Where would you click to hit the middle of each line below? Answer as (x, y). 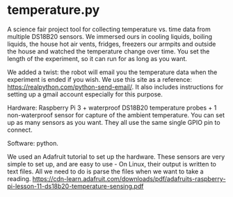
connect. (20, 130)
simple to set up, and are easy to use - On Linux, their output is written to (112, 164)
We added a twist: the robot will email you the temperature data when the (112, 72)
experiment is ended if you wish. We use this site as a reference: (100, 79)
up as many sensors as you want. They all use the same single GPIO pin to (114, 122)
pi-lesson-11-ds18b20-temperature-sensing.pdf (75, 186)
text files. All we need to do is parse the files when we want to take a (105, 171)
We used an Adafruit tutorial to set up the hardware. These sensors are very (116, 156)
